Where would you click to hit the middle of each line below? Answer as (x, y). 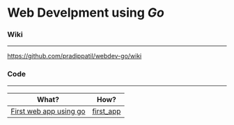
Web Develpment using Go (86, 13)
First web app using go (48, 111)
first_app (107, 111)
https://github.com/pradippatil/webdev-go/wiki (75, 56)
